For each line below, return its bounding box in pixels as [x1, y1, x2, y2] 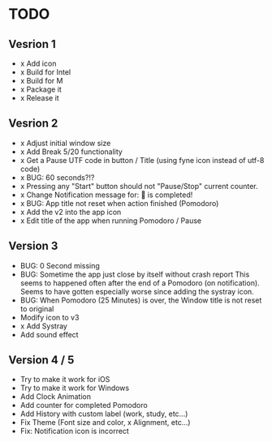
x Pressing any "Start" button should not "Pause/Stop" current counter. [19, 181, 258, 191]
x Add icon [19, 58, 57, 68]
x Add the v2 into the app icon [19, 207, 122, 217]
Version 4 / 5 [8, 354, 75, 367]
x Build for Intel [19, 67, 71, 77]
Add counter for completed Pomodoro [19, 401, 148, 410]
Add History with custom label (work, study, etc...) [19, 409, 188, 418]
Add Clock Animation [19, 392, 92, 401]
